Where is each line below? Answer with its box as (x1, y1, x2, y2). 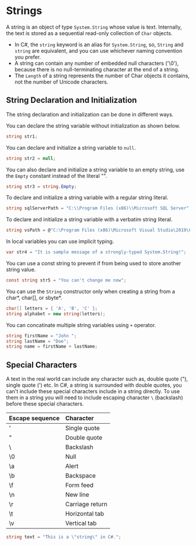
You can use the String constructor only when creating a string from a (6, 288, 176, 295)
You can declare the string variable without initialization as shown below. (6, 122, 181, 129)
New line (65, 490, 89, 499)
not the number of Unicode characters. (14, 78, 108, 85)
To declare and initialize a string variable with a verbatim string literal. (6, 216, 173, 223)
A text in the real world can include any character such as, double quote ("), (6, 376, 188, 383)
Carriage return (65, 500, 108, 509)
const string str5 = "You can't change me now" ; (6, 277, 127, 283)
